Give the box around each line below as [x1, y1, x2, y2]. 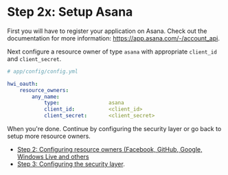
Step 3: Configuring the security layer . [16, 160, 125, 168]
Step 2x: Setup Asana [7, 4, 133, 20]
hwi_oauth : [7, 80, 38, 87]
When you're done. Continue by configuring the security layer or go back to [7, 125, 222, 133]
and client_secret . [7, 54, 62, 62]
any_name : [32, 93, 60, 100]
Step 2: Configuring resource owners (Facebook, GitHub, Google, [16, 145, 203, 154]
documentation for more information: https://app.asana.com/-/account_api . [7, 34, 220, 42]
